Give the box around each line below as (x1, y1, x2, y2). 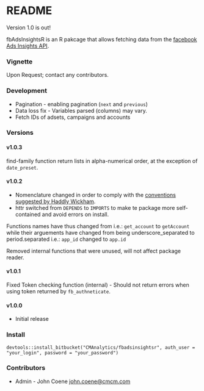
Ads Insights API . (6, 42, 49, 49)
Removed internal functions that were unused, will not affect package (6, 247, 181, 254)
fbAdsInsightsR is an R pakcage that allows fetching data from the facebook (6, 35, 197, 43)
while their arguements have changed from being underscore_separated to (6, 229, 195, 236)
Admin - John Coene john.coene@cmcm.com (15, 378, 131, 385)
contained (15, 210, 41, 218)
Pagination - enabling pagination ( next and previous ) (15, 100, 148, 107)
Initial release (15, 315, 49, 323)
